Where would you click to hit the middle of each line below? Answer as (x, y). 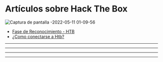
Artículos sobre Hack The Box (66, 9)
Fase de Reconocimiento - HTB (43, 31)
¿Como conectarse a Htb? (38, 37)
